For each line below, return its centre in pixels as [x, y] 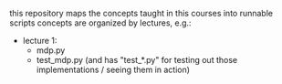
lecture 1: [40, 41]
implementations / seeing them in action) [113, 69]
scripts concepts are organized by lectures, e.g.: [100, 23]
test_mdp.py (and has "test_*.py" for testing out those [137, 60]
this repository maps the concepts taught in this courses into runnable [141, 13]
